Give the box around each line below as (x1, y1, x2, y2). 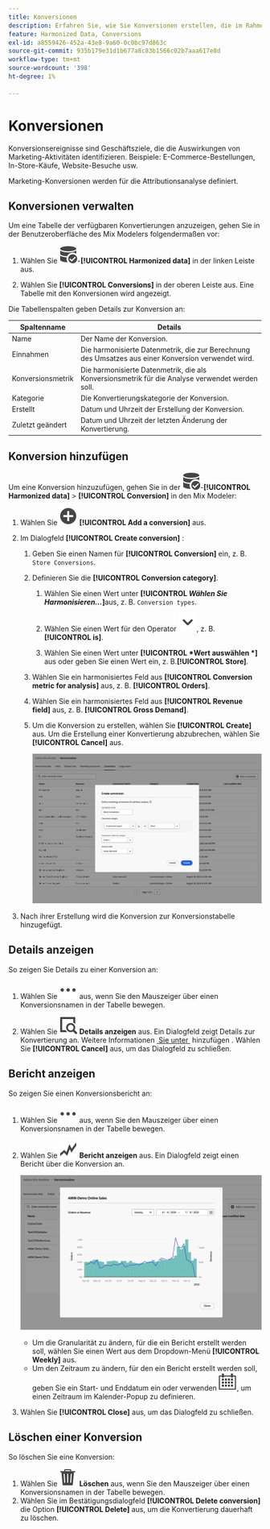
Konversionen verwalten (8, 199, 134, 213)
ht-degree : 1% (8, 73, 56, 81)
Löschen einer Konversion (8, 1431, 143, 1444)
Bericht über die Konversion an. (19, 1158, 125, 1168)
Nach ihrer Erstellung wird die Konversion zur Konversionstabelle (19, 911, 235, 921)
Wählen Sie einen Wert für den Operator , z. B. (43, 624, 215, 633)
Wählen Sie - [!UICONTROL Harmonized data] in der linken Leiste (19, 256, 256, 266)
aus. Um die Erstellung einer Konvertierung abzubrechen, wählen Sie (31, 729, 260, 739)
